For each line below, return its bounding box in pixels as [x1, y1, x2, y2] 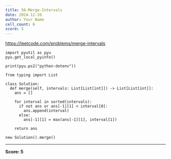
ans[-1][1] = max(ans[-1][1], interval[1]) [23, 117, 117, 122]
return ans [14, 126, 38, 131]
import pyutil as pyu [5, 50, 51, 56]
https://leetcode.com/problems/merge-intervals [5, 40, 106, 46]
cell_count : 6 [5, 21, 36, 27]
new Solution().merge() [5, 135, 56, 140]
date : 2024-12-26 [5, 12, 42, 17]
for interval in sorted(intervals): [14, 99, 93, 104]
